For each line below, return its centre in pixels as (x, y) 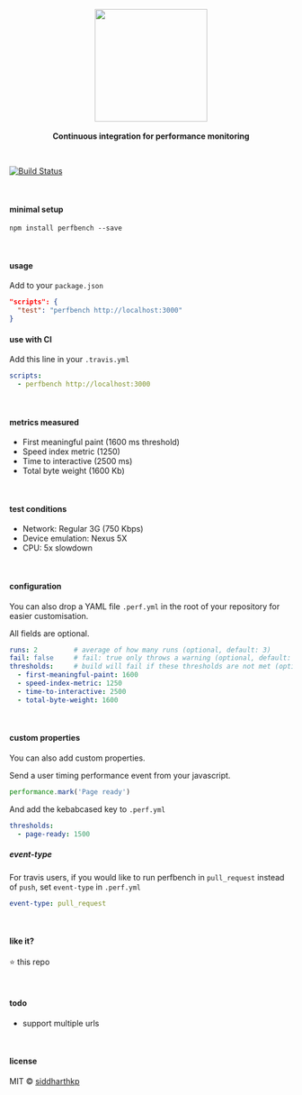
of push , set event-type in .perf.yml (75, 887)
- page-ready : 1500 (54, 834)
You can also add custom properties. (77, 758)
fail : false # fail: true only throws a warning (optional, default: (151, 658)
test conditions (38, 508)
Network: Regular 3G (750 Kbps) (83, 529)
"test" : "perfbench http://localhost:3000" (100, 311)
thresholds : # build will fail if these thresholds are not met (140, 667)
